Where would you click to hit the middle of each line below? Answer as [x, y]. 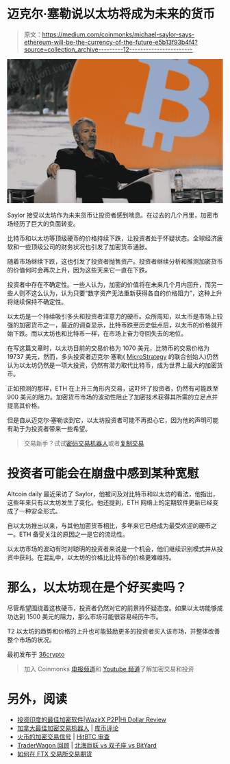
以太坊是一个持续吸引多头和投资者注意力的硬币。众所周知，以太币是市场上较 [115, 316]
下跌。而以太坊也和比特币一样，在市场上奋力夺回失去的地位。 [100, 334]
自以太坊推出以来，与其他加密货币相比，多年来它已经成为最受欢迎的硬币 [109, 526]
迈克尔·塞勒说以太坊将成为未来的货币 [111, 14]
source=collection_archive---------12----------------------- [108, 49]
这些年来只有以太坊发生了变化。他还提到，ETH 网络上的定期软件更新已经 [110, 502]
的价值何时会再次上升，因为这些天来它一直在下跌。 [79, 270]
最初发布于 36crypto [36, 654]
